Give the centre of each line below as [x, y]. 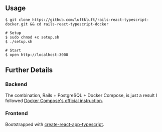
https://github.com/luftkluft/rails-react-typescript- [91, 19]
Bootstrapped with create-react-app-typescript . [55, 124]
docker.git [17, 24]
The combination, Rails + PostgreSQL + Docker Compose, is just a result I [81, 95]
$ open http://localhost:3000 [37, 54]
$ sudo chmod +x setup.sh [32, 37]
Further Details [29, 70]
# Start [13, 50]
